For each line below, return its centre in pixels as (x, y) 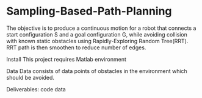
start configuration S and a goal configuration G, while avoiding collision (97, 34)
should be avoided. (31, 77)
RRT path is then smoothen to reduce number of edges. (76, 47)
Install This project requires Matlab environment (67, 59)
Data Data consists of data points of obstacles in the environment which (97, 71)
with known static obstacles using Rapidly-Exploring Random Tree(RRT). (97, 41)
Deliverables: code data (36, 89)
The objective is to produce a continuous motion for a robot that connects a (101, 28)
